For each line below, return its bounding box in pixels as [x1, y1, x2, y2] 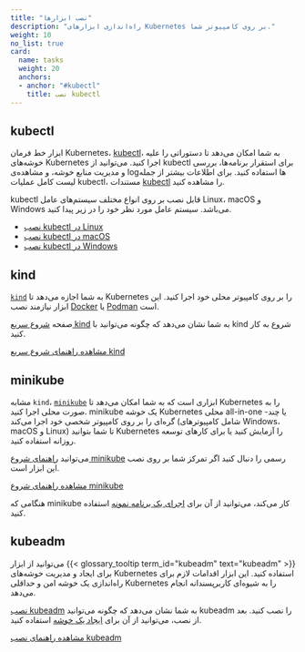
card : [10, 47, 31, 56]
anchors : [18, 73, 52, 82]
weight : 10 [10, 30, 52, 39]
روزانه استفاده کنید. [10, 434, 76, 446]
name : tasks [18, 56, 65, 65]
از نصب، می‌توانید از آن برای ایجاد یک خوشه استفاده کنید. [10, 614, 202, 625]
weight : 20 [18, 65, 60, 74]
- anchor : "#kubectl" [18, 81, 101, 90]
